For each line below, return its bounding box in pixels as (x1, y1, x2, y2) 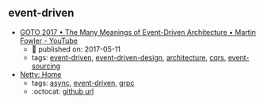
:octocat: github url (31, 87, 94, 96)
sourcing (31, 61, 61, 71)
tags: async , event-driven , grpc (31, 78, 135, 87)
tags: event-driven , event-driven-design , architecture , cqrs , (31, 52, 227, 62)
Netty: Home (19, 69, 62, 79)
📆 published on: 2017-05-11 (31, 44, 121, 54)
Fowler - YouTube (19, 36, 78, 45)
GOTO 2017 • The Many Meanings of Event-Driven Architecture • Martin (19, 27, 256, 37)
